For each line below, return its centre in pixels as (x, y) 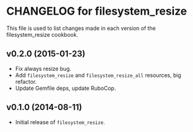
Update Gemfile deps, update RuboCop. (65, 88)
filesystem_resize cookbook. (42, 34)
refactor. (26, 81)
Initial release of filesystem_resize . (60, 122)
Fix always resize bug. (43, 68)
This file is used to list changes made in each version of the (81, 28)
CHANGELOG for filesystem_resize (97, 11)
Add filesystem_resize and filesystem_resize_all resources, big (98, 75)
